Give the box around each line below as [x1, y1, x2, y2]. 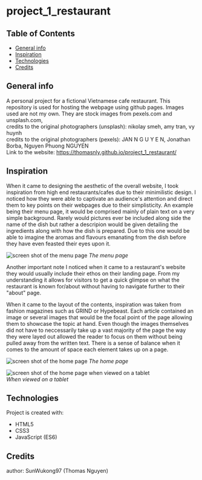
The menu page [88, 251, 129, 259]
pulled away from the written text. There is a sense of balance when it [6, 339, 180, 346]
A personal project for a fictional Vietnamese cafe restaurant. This [6, 97, 171, 104]
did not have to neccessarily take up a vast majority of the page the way [6, 326, 186, 334]
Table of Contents [6, 28, 76, 39]
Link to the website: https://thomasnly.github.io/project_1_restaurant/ [6, 148, 177, 155]
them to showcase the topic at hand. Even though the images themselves [6, 320, 189, 327]
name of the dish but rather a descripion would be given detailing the [6, 221, 178, 228]
